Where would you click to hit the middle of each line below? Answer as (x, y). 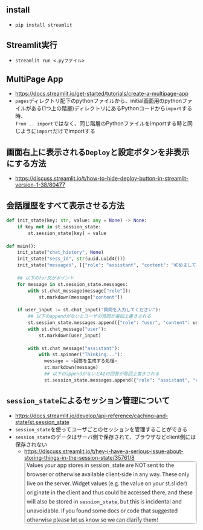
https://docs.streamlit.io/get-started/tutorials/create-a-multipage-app (102, 94)
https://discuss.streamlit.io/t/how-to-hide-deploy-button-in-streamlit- (102, 179)
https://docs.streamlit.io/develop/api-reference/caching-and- (92, 416)
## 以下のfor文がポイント (46, 278)
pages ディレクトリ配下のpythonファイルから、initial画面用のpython (98, 101)
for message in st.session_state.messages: (73, 284)
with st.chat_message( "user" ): (67, 329)
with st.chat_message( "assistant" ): (74, 348)
